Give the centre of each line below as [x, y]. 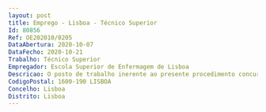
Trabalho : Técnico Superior [55, 60]
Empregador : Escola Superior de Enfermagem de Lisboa [99, 67]
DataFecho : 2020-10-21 [46, 52]
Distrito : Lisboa [37, 96]
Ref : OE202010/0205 [40, 37]
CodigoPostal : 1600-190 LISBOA [60, 81]
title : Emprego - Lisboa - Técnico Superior [83, 23]
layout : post [30, 15]
